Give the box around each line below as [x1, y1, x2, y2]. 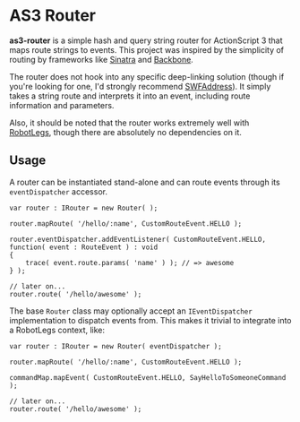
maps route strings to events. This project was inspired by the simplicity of [9, 44, 285, 55]
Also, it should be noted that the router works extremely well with [9, 117, 250, 128]
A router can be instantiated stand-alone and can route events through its [9, 177, 280, 187]
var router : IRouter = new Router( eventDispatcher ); [9, 341, 222, 350]
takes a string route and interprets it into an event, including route [9, 90, 251, 101]
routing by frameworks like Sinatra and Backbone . [9, 54, 194, 65]
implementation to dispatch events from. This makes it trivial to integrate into [9, 314, 293, 325]
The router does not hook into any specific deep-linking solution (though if [9, 71, 285, 82]
